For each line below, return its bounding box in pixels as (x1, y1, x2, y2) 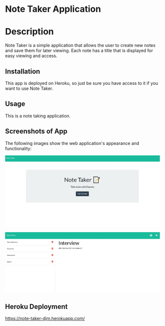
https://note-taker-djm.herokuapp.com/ (5, 316, 85, 322)
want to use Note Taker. (5, 85, 53, 91)
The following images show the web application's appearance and (5, 140, 139, 146)
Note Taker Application (5, 3, 101, 15)
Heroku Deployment (5, 302, 68, 311)
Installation (5, 67, 40, 75)
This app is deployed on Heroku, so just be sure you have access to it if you (5, 80, 159, 86)
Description (5, 26, 54, 37)
